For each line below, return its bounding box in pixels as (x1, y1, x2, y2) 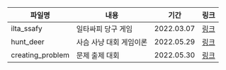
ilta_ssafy (11, 24, 43, 33)
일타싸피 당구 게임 (76, 24, 133, 34)
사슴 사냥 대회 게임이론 (76, 37, 147, 47)
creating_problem (11, 50, 69, 59)
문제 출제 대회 (76, 51, 120, 60)
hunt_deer (11, 37, 45, 47)
